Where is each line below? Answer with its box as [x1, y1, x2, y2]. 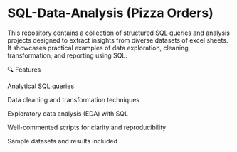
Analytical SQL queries [7, 82, 75, 90]
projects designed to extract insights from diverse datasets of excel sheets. [7, 36, 228, 44]
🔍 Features [7, 65, 41, 74]
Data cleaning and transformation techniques [7, 95, 140, 104]
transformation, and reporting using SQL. [7, 51, 128, 60]
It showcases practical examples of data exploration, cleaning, [7, 43, 191, 52]
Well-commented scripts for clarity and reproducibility [7, 123, 167, 131]
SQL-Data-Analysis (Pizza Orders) [7, 5, 214, 21]
